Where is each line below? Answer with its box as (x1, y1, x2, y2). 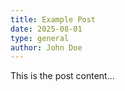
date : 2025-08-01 (10, 24, 83, 34)
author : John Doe (10, 42, 83, 53)
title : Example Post (10, 14, 97, 25)
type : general (10, 33, 70, 43)
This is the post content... (10, 70, 115, 82)
